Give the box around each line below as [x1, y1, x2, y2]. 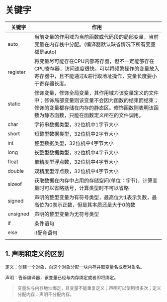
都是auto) [34, 48, 57, 55]
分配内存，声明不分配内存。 [17, 291, 75, 297]
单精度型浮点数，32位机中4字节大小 [34, 158, 119, 165]
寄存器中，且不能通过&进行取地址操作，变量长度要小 [34, 73, 157, 80]
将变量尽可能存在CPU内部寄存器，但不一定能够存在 [34, 58, 155, 65]
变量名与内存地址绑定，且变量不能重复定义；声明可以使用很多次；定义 [17, 285, 162, 291]
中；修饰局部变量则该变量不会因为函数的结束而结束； [34, 97, 159, 103]
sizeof [7, 180, 22, 187]
